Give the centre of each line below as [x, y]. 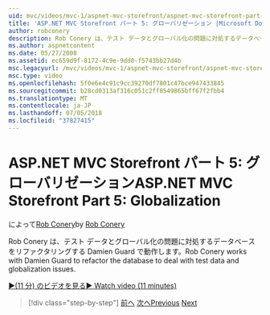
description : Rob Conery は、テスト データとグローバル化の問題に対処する [122, 38]
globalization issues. [42, 269]
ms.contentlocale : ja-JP [50, 106]
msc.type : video [35, 76]
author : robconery [39, 31]
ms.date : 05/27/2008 [43, 53]
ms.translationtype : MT [48, 98]
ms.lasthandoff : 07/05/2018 [55, 114]
